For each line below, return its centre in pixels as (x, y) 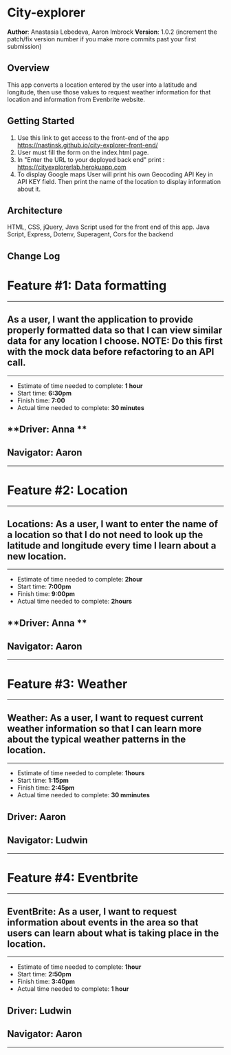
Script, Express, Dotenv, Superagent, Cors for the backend (90, 234)
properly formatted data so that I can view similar (115, 330)
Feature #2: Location (68, 490)
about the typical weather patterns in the (97, 739)
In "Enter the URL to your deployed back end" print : (91, 159)
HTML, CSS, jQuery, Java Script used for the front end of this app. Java (108, 227)
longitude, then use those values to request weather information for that (109, 92)
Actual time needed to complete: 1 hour (73, 989)
